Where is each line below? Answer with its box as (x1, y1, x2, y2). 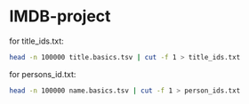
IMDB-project (9, 6, 111, 27)
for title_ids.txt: (9, 36, 64, 46)
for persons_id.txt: (9, 68, 76, 79)
